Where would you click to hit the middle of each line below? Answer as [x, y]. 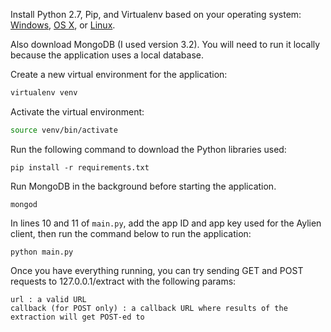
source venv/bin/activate [64, 130]
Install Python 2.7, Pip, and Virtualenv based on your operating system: [156, 14]
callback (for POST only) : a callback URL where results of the [149, 308]
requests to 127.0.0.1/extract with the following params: [123, 281]
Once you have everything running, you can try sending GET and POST [157, 270]
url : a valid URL [48, 299]
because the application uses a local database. [107, 55]
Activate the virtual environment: [77, 111]
